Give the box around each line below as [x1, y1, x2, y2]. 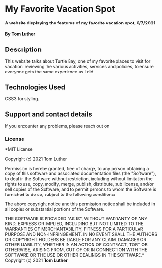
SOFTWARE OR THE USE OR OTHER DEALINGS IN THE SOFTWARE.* [5, 252, 144, 258]
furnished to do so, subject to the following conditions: [5, 192, 115, 197]
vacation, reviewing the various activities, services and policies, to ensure [5, 64, 154, 70]
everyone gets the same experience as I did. [5, 69, 94, 74]
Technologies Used [5, 83, 65, 91]
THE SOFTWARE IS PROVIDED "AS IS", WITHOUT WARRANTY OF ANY [5, 216, 148, 221]
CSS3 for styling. [5, 96, 40, 101]
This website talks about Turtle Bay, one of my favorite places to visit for [5, 58, 151, 64]
